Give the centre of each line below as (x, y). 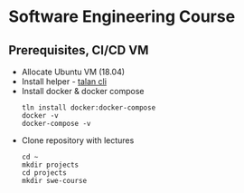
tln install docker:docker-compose (89, 108)
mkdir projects (50, 165)
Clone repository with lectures (78, 140)
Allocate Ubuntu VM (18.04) (73, 72)
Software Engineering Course (122, 17)
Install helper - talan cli (64, 82)
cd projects (44, 173)
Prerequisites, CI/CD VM (79, 50)
